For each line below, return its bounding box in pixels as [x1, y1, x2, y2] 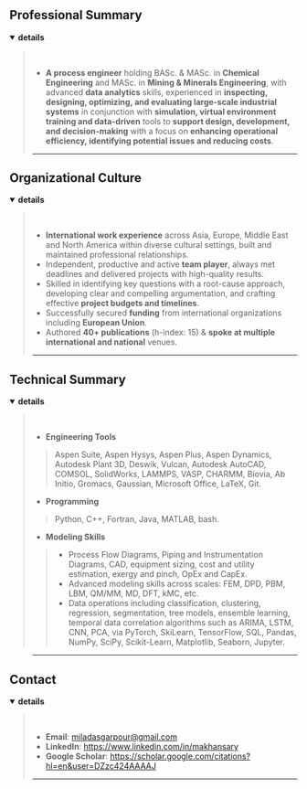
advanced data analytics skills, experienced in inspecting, [45, 86, 268, 98]
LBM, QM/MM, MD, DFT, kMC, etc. [68, 588, 199, 599]
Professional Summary [9, 7, 143, 23]
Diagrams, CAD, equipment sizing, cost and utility [68, 559, 255, 570]
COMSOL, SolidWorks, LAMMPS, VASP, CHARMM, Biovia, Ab [54, 469, 286, 480]
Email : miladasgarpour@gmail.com [45, 731, 178, 742]
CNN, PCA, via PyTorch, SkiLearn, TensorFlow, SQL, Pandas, [68, 627, 297, 638]
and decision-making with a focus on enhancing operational [45, 125, 279, 136]
